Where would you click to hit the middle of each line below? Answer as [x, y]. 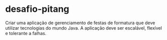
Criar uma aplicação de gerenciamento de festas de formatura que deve [80, 23]
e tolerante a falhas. [26, 33]
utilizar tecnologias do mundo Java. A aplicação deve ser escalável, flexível [84, 28]
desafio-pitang [37, 9]
